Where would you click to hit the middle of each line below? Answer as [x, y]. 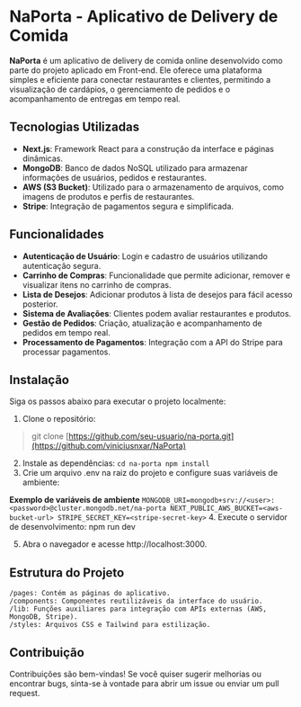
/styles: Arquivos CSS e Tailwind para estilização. [110, 625]
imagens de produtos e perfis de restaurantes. [108, 196]
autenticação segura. [62, 265]
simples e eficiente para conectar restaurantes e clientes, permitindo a [140, 79]
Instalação [40, 380]
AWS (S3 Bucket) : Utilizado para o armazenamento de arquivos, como [153, 187]
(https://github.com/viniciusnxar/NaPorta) [109, 446]
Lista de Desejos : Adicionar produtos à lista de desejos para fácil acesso [157, 294]
